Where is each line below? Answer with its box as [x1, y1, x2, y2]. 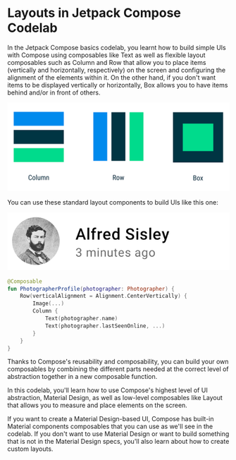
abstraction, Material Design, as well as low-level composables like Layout [7, 394, 223, 402]
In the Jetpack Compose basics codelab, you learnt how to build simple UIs [7, 43, 227, 52]
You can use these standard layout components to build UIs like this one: [7, 198, 218, 206]
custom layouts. [7, 444, 54, 453]
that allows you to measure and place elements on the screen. [7, 401, 188, 410]
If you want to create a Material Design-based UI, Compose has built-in [7, 415, 214, 423]
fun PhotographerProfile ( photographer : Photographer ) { [7, 285, 175, 292]
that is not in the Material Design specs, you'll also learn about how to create [7, 437, 230, 446]
